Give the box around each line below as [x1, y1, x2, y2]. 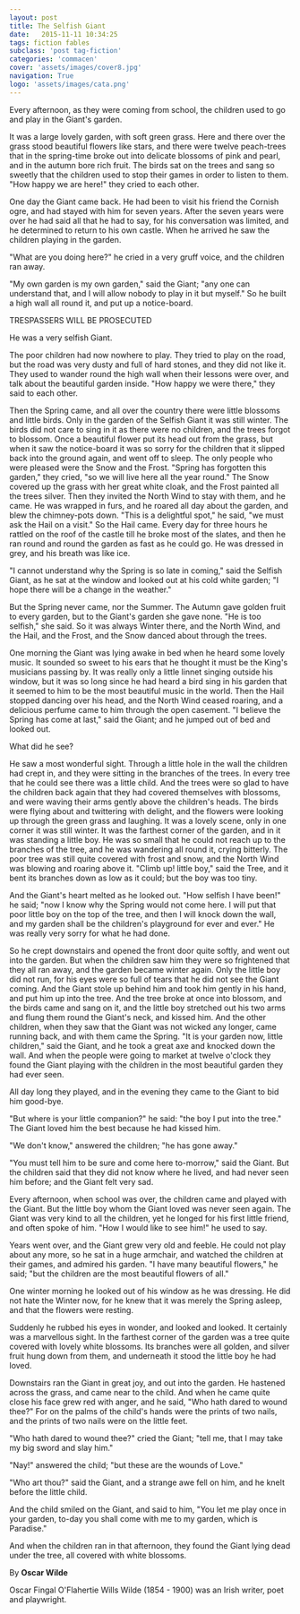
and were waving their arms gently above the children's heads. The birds [9, 796, 279, 807]
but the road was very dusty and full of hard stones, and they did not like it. [9, 359, 287, 370]
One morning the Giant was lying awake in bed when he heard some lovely [9, 647, 285, 658]
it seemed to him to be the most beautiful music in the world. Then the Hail [9, 685, 285, 696]
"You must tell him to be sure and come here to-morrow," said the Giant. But [9, 1157, 289, 1168]
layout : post [9, 13, 58, 22]
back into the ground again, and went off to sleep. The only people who [9, 452, 273, 463]
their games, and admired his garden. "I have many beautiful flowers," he [9, 1258, 279, 1269]
